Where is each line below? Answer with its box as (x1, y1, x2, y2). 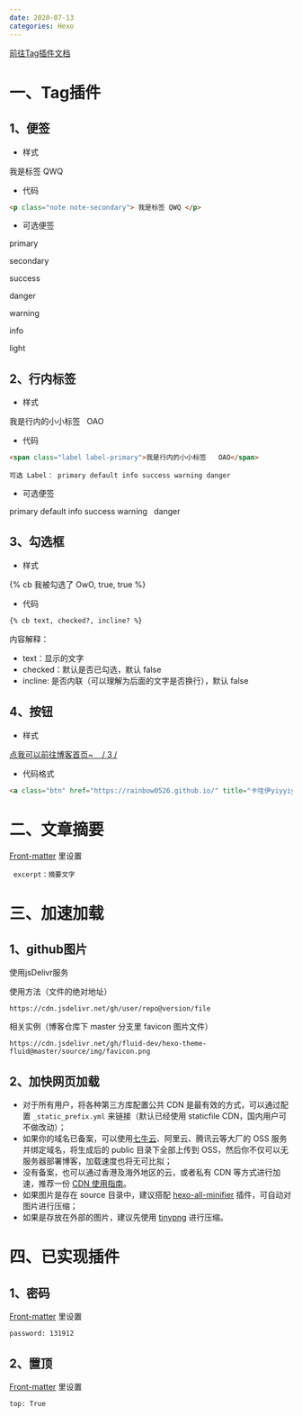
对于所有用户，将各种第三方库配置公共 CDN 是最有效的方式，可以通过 (22, 1100, 281, 1111)
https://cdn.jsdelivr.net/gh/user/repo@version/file (9, 1004, 211, 1013)
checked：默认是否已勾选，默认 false (22, 664, 162, 675)
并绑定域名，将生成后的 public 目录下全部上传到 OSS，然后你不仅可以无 (22, 1145, 289, 1156)
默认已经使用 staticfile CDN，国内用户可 (138, 1111, 288, 1121)
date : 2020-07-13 (9, 13, 75, 23)
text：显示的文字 (22, 652, 84, 663)
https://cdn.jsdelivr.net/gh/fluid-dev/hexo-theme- (9, 1039, 207, 1048)
